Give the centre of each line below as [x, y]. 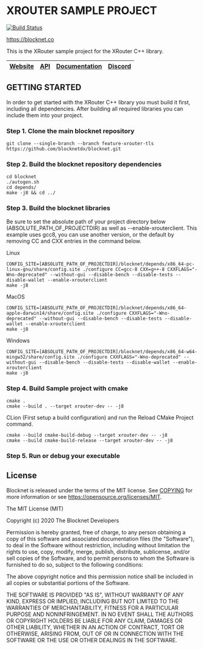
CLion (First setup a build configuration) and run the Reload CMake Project [100, 417]
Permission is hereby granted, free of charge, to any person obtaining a [96, 532]
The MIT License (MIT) [35, 508]
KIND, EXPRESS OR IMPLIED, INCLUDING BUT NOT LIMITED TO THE [93, 601]
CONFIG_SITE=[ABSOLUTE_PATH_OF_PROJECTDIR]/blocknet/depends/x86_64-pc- [101, 264]
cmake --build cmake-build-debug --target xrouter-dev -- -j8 [87, 435]
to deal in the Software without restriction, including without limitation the [98, 545]
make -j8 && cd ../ [31, 193]
